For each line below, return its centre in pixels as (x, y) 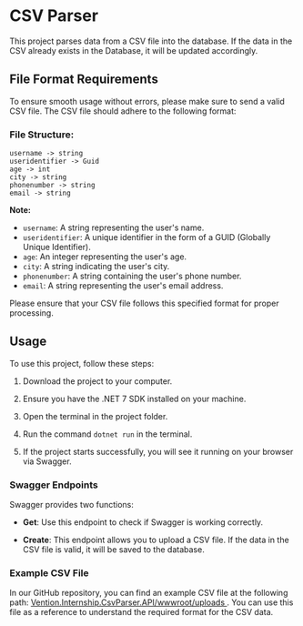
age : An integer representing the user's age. (105, 257)
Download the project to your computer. (97, 381)
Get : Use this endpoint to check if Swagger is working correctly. (143, 522)
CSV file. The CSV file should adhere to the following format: (123, 111)
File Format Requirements (84, 80)
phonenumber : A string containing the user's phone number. (132, 276)
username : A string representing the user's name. (113, 227)
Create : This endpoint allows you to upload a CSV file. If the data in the (156, 540)
